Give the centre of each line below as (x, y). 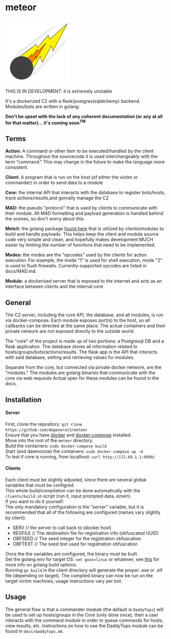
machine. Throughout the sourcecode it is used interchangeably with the (81, 156)
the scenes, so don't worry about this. (45, 219)
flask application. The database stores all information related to (72, 347)
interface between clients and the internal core (54, 287)
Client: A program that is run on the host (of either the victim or (72, 177)
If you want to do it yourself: (35, 501)
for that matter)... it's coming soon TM (45, 122)
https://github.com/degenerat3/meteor (46, 430)
